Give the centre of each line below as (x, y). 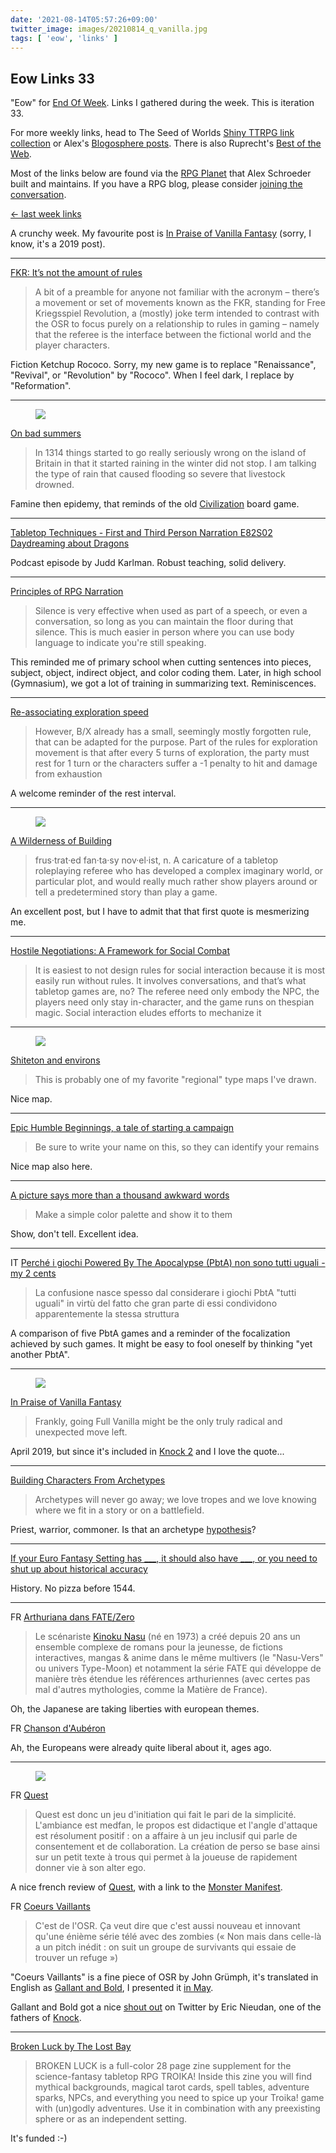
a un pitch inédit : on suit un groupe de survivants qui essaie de (165, 1947)
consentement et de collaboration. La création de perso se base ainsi (177, 1847)
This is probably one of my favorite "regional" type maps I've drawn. (175, 1080)
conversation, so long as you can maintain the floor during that (164, 622)
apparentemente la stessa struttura (107, 1314)
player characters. (72, 345)
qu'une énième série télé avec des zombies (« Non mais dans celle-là (178, 1937)
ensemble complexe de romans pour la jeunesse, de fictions (158, 1647)
